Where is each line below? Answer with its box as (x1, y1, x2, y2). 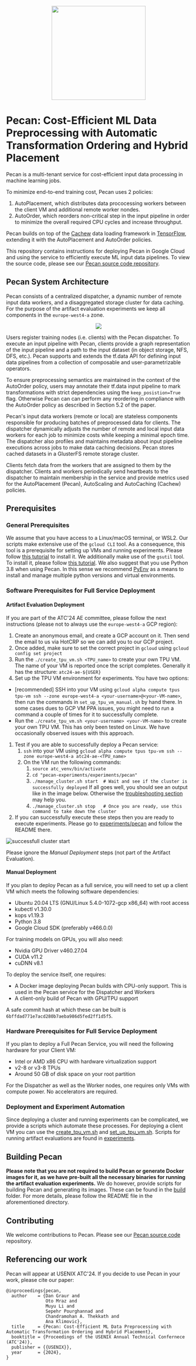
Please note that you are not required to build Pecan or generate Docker (6, 1167, 184, 1174)
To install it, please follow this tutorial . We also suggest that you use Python (6, 559, 188, 566)
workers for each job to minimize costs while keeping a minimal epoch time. (6, 431, 190, 438)
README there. (14, 826, 52, 833)
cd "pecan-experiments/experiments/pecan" (32, 772, 138, 778)
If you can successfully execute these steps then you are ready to (14, 814, 174, 821)
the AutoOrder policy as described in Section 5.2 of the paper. (6, 401, 157, 408)
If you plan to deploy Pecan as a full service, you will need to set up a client (6, 881, 188, 888)
